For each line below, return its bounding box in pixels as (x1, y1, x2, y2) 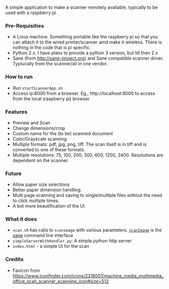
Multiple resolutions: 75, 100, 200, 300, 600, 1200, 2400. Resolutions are (12, 152, 163, 158)
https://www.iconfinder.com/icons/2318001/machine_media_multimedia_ (12, 273, 164, 279)
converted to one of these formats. (12, 146, 85, 152)
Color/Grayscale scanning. (12, 136, 68, 142)
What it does (5, 216, 37, 223)
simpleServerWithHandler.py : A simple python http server (12, 238, 132, 244)
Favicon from (12, 267, 40, 273)
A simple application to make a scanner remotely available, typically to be (5, 5, 158, 10)
